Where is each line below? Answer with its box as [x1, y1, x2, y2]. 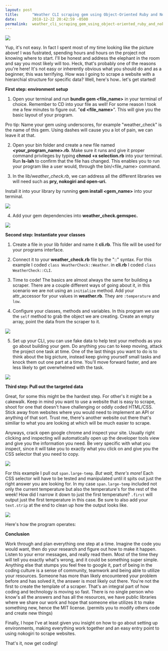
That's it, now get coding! [5, 640, 58, 646]
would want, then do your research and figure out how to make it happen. [5, 546, 156, 552]
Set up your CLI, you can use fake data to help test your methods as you [12, 338, 161, 344]
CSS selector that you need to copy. [5, 451, 79, 457]
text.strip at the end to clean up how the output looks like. [5, 502, 128, 508]
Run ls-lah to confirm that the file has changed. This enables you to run [12, 158, 160, 164]
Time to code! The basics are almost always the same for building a [12, 277, 152, 283]
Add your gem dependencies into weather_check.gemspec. [12, 213, 138, 219]
